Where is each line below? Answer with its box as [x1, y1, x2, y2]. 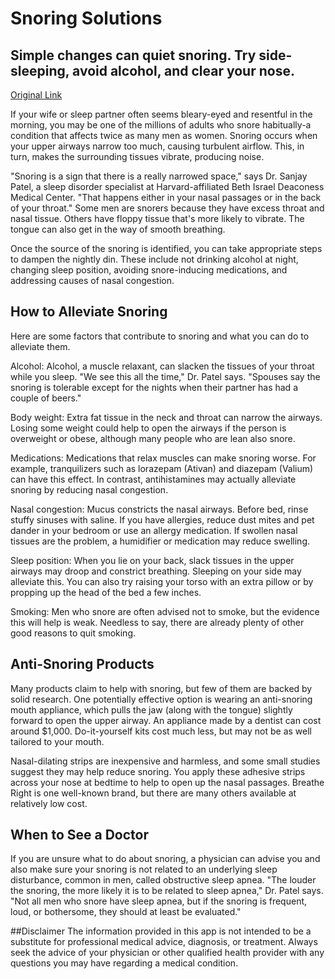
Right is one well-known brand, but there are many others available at [10, 787, 297, 799]
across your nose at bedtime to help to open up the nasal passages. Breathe [10, 776, 325, 788]
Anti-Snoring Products [10, 656, 155, 673]
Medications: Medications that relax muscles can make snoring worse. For [10, 452, 317, 464]
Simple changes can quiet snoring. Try [10, 47, 257, 64]
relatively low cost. [10, 797, 88, 809]
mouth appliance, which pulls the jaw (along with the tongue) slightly [10, 703, 293, 716]
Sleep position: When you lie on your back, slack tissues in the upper [10, 554, 295, 566]
